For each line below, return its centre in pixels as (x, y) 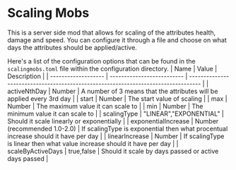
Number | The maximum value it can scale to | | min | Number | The (105, 106)
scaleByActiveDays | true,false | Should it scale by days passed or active (113, 151)
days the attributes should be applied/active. (72, 47)
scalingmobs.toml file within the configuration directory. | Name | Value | (112, 68)
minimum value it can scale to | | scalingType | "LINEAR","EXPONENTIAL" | (116, 114)
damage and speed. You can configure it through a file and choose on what (117, 40)
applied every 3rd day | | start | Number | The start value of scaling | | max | (117, 98)
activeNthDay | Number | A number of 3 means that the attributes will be (113, 91)
